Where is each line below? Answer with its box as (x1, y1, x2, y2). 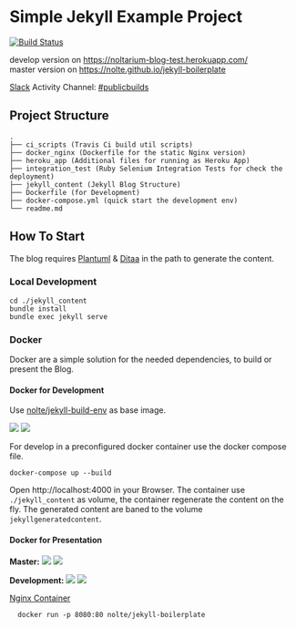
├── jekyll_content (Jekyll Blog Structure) (9, 180, 181, 189)
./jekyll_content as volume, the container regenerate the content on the (9, 494, 284, 505)
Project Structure (9, 108, 109, 124)
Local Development (9, 275, 97, 288)
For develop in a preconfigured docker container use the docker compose (9, 441, 287, 452)
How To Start (9, 229, 85, 244)
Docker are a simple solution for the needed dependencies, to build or (9, 354, 272, 365)
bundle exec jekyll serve (9, 312, 107, 321)
